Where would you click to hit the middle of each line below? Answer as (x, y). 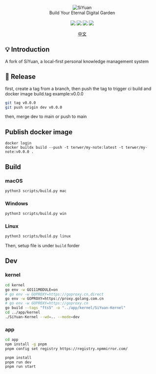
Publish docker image (39, 132)
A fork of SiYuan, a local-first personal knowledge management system (77, 61)
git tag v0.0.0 (21, 103)
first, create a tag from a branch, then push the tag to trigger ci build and (78, 89)
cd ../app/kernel (23, 313)
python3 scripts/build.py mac (36, 191)
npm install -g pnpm (26, 344)
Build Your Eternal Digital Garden (82, 13)
